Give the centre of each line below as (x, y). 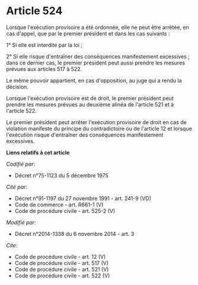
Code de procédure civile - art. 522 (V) (62, 276)
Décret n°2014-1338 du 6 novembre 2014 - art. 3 (74, 234)
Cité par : (17, 187)
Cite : (12, 245)
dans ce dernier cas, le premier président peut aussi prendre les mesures (96, 63)
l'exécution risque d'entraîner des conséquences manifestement (85, 135)
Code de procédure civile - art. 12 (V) (60, 257)
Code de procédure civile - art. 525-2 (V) (65, 210)
